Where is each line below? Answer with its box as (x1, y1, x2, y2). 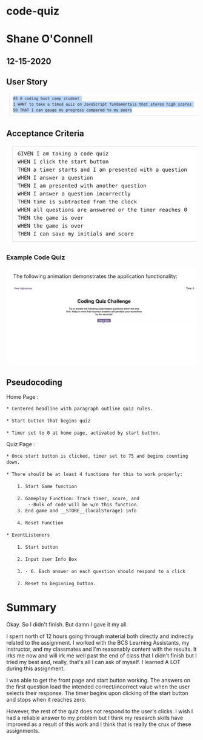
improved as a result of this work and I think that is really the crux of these (6, 721, 191, 728)
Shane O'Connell (6, 32, 93, 46)
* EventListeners (6, 532, 50, 538)
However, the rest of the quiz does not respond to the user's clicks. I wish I (6, 707, 193, 715)
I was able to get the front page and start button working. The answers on (6, 676, 191, 684)
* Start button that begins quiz (6, 418, 91, 424)
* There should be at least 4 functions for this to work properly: (6, 471, 183, 477)
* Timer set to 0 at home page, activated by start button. (6, 430, 162, 436)
